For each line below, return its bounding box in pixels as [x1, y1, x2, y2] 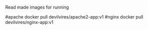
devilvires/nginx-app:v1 [5, 19, 54, 25]
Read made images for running [5, 4, 69, 10]
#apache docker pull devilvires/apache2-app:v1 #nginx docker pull [5, 14, 143, 19]
